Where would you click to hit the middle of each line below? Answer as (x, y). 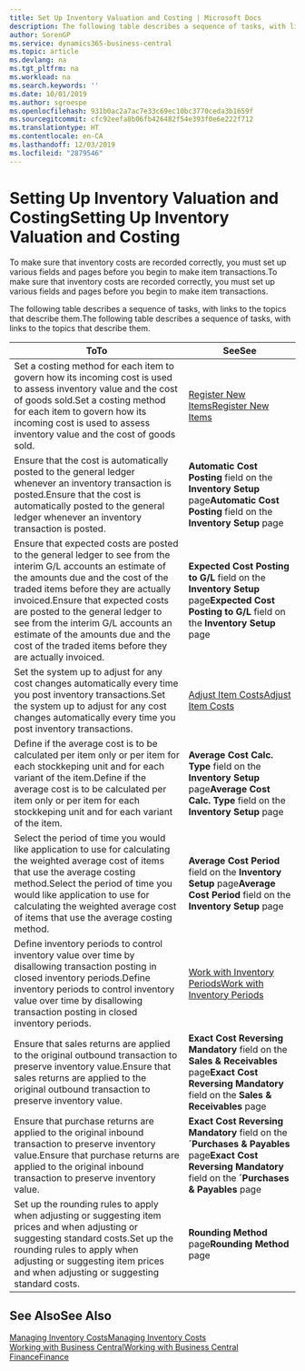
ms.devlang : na (38, 60)
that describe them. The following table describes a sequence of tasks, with (150, 318)
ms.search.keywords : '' (54, 86)
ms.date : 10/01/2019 (49, 94)
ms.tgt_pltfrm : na (44, 69)
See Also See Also (60, 1316)
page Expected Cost (231, 600)
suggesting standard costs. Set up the (94, 1238)
